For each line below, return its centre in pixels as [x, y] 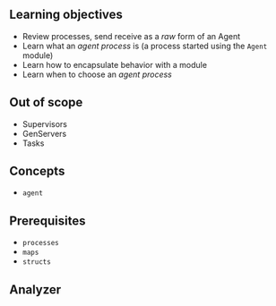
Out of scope [46, 102]
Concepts [37, 171]
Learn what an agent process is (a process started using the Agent [145, 46]
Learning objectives [66, 15]
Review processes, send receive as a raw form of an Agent [131, 36]
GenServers [44, 133]
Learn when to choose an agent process [97, 74]
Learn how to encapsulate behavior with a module [115, 64]
